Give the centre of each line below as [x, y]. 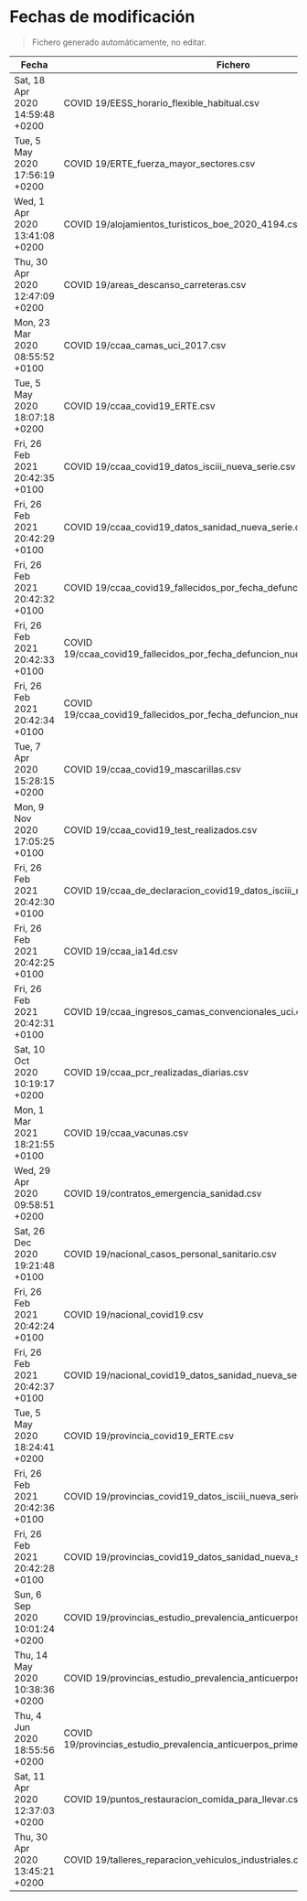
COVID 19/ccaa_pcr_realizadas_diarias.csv [156, 1072]
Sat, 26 [30, 1231]
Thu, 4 [28, 1715]
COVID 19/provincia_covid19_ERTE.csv [149, 1436]
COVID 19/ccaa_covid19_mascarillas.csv [153, 769]
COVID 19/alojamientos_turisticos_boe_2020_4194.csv [183, 224]
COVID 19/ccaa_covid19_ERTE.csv [140, 406]
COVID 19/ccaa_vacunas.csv [126, 1133]
